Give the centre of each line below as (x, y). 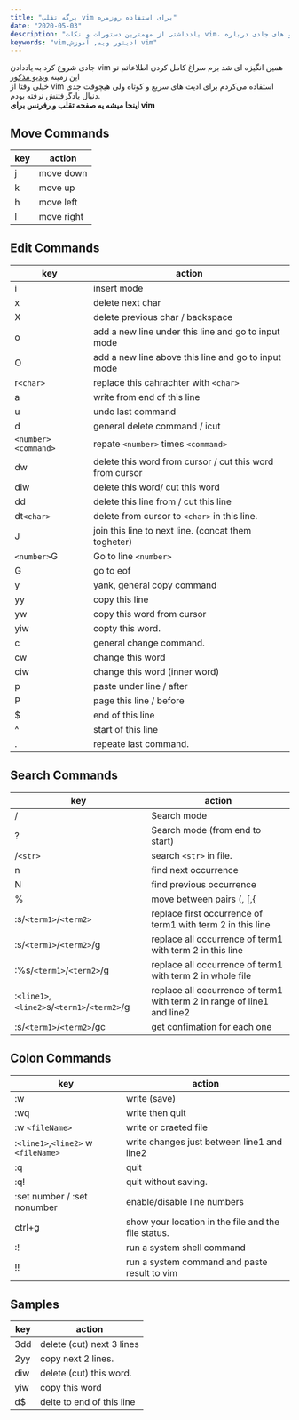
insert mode (118, 288)
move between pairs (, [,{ (204, 899)
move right (61, 217)
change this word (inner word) (157, 671)
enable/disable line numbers (185, 1201)
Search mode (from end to (206, 830)
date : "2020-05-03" (46, 26)
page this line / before (139, 701)
